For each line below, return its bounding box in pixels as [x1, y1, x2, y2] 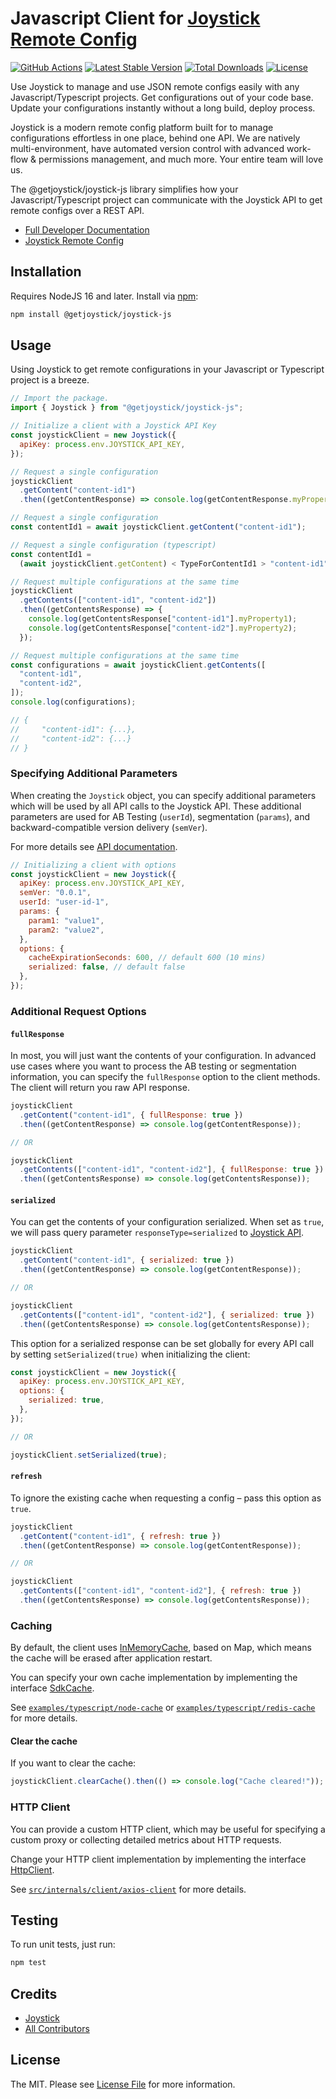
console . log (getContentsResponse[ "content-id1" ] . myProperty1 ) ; [28, 614, 298, 624]
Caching [10, 1618, 53, 1632]
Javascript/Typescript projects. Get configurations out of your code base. [10, 91, 314, 103]
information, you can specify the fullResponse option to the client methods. [10, 1071, 321, 1083]
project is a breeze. [10, 374, 90, 386]
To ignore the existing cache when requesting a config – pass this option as [10, 1492, 322, 1504]
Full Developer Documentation [24, 223, 150, 236]
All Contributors [24, 2023, 90, 2035]
